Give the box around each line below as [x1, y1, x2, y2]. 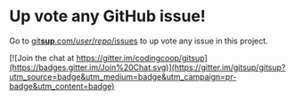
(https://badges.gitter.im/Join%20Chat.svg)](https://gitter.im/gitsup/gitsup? [9, 62, 286, 73]
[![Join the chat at [9, 52, 75, 63]
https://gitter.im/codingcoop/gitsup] [76, 52, 208, 63]
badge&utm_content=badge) [9, 81, 115, 91]
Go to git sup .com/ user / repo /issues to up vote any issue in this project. [9, 35, 269, 46]
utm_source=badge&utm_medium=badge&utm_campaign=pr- [9, 71, 237, 81]
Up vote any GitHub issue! [9, 6, 207, 27]
